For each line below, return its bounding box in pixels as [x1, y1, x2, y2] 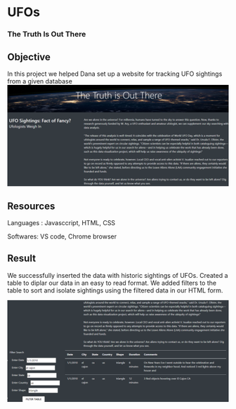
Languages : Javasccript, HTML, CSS [7, 219, 116, 227]
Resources [7, 200, 55, 212]
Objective [7, 51, 51, 63]
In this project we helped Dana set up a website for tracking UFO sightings [7, 69, 223, 78]
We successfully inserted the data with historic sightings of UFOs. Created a [7, 271, 228, 279]
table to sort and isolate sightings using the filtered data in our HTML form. [7, 286, 223, 295]
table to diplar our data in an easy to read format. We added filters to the [7, 279, 216, 287]
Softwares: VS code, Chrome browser [7, 232, 117, 241]
